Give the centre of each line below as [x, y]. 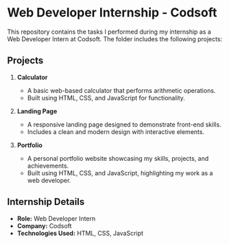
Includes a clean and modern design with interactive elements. [116, 131]
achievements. [48, 166]
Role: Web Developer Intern [56, 219]
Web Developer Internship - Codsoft [112, 13]
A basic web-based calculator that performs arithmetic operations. [121, 90]
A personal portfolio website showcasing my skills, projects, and [118, 158]
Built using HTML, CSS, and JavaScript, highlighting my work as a [120, 173]
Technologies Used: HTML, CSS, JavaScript [80, 233]
